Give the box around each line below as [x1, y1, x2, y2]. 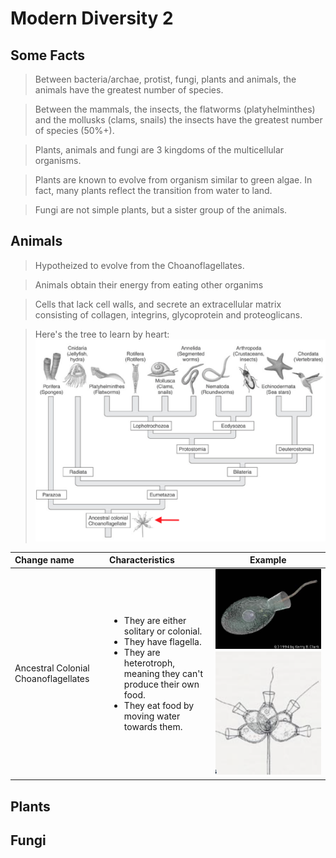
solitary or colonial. [123, 625, 203, 637]
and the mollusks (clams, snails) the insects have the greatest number [34, 114, 323, 126]
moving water [123, 710, 181, 722]
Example [249, 554, 287, 566]
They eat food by [123, 699, 195, 711]
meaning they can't [123, 667, 203, 679]
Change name [14, 554, 75, 566]
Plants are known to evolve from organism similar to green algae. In [34, 174, 313, 186]
